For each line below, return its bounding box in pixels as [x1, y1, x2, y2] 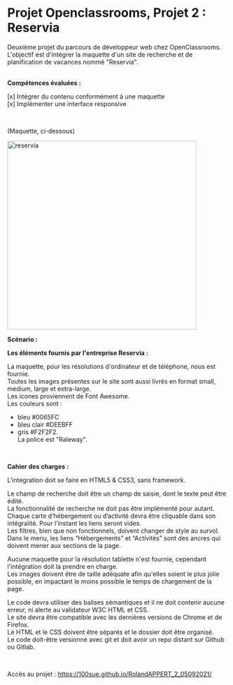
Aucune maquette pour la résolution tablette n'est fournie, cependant [7, 554, 206, 563]
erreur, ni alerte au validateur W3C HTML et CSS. [7, 605, 149, 614]
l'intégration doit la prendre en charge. [7, 562, 118, 570]
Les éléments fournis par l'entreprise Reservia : [7, 348, 148, 357]
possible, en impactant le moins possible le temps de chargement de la [7, 577, 212, 585]
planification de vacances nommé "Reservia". [7, 57, 139, 66]
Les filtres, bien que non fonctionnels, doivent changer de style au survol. [7, 526, 220, 535]
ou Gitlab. [7, 642, 35, 651]
